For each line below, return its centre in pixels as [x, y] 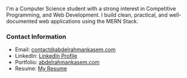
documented [22, 21]
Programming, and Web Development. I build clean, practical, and [87, 15]
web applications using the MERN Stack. [88, 21]
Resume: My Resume [41, 68]
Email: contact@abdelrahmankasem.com [65, 49]
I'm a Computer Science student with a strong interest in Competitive [91, 9]
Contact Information [36, 36]
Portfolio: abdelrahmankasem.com [57, 63]
